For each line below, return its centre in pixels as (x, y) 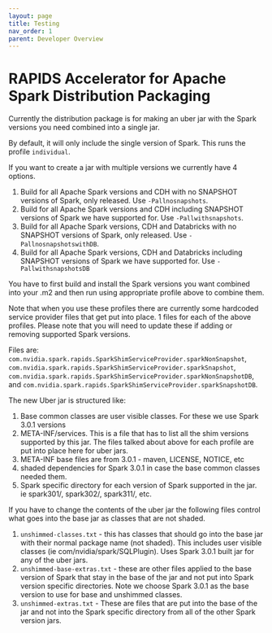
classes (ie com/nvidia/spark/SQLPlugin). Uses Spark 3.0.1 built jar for (137, 552)
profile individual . (39, 152)
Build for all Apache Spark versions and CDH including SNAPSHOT (132, 209)
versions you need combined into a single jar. (84, 128)
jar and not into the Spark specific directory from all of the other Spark (138, 612)
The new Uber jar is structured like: (67, 400)
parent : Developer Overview (56, 39)
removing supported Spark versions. (70, 334)
